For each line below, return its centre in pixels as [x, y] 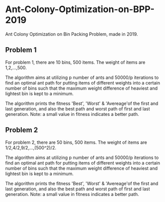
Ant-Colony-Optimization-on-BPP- [80, 9]
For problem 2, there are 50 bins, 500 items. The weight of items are [76, 142]
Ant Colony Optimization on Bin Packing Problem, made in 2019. [72, 34]
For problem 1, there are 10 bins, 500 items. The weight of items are [75, 62]
